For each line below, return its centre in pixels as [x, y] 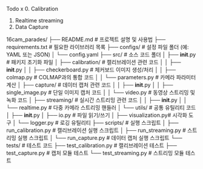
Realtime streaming [39, 20]
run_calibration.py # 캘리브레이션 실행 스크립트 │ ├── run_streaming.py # [96, 130]
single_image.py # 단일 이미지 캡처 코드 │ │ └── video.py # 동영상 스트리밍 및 [101, 92]
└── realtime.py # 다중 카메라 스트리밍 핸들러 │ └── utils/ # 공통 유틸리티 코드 [101, 108]
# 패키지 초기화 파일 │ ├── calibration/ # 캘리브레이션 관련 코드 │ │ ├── [94, 62]
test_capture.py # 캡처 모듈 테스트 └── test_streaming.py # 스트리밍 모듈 [95, 153]
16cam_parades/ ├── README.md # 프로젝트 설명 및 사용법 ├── [86, 39]
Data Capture [32, 27]
